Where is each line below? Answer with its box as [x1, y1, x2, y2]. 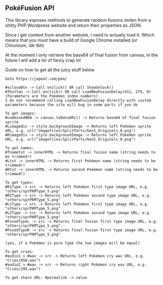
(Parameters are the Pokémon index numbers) [5, 93, 98, 98]
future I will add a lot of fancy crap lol [5, 57, 81, 63]
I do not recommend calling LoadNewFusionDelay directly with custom [5, 98, 152, 103]
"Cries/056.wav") [5, 258, 41, 263]
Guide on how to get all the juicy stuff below [5, 67, 95, 73]
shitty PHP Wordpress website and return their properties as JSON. [5, 22, 142, 28]
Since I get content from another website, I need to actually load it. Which [5, 32, 155, 38]
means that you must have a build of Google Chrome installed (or [5, 37, 138, 43]
